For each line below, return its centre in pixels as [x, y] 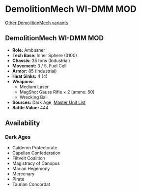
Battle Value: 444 [30, 107]
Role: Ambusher [29, 50]
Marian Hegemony [31, 169]
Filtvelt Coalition [28, 158]
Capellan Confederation [36, 153]
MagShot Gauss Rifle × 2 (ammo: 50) [57, 92]
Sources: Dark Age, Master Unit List [49, 102]
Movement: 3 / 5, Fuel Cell [39, 65]
